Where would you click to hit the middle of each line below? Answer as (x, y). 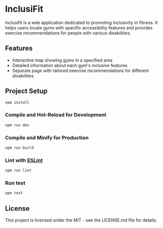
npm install (17, 102)
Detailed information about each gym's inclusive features (70, 65)
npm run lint (18, 171)
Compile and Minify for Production (47, 137)
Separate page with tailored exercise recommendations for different (81, 70)
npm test (14, 193)
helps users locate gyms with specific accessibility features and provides (79, 27)
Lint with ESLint (24, 160)
